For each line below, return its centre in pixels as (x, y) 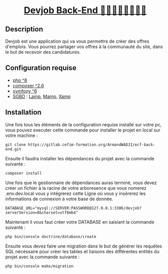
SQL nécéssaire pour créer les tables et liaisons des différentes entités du (82, 251)
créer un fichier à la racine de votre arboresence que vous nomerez (76, 188)
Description (24, 29)
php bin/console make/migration (39, 266)
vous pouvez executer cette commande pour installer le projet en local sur (83, 130)
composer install (24, 173)
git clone (16, 145)
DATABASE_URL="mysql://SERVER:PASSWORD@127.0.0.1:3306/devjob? (74, 208)
